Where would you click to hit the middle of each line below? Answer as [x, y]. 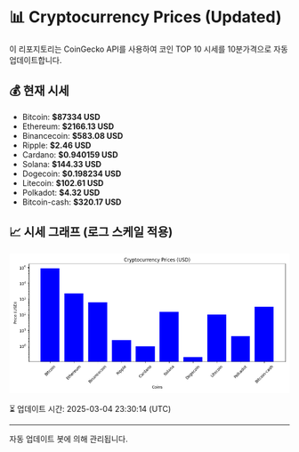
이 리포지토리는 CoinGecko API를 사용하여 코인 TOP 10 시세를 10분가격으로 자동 [149, 49]
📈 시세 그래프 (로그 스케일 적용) [91, 232]
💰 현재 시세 [39, 91]
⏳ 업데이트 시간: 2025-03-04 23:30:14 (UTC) [90, 408]
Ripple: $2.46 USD [57, 145]
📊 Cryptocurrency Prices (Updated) [145, 17]
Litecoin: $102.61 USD [63, 182]
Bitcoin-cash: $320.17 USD [72, 202]
